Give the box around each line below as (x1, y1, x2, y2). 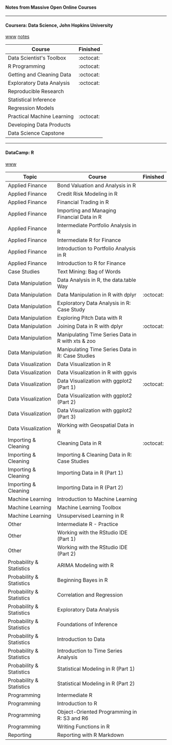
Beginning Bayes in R (57, 576, 108, 584)
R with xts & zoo (57, 337, 96, 344)
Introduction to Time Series (57, 647, 123, 654)
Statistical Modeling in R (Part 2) (57, 680, 135, 687)
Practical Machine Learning (8, 113, 74, 120)
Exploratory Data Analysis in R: (57, 299, 131, 306)
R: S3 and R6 (57, 715, 89, 722)
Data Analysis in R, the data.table (57, 276, 137, 283)
